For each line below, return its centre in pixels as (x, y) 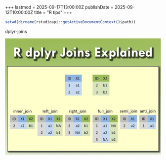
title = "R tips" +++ (53, 12)
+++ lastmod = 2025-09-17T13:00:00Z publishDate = (59, 7)
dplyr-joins (16, 31)
